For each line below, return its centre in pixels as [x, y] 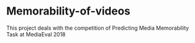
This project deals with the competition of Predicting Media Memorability [98, 28]
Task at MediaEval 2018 [36, 34]
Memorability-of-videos [69, 11]
